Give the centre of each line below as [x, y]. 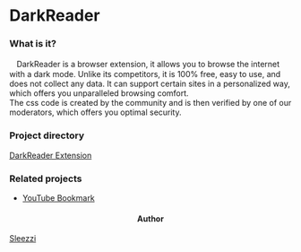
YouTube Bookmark [59, 198]
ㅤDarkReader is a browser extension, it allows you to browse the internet [145, 65]
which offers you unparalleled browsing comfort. [99, 93]
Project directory [47, 135]
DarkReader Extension [51, 155]
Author [150, 218]
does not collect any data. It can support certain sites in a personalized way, [150, 84]
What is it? [33, 44]
